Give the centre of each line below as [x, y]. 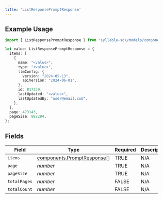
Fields [15, 136]
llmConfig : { [31, 71]
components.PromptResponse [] [73, 158]
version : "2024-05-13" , [46, 76]
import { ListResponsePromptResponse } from [51, 40]
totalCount [20, 189]
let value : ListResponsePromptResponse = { [50, 49]
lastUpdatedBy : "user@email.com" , [53, 98]
